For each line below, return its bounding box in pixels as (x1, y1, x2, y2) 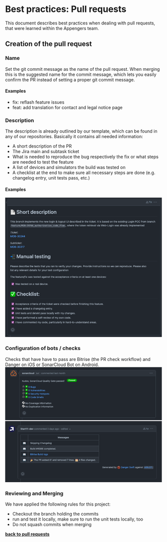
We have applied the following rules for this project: (5, 501, 111, 507)
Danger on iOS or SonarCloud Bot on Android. (5, 361, 99, 367)
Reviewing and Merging (5, 490, 64, 497)
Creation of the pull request (5, 40, 92, 48)
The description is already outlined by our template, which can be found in (5, 128, 158, 134)
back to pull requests (5, 531, 50, 537)
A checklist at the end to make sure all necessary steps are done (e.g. (12, 170, 156, 176)
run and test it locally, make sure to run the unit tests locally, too (12, 516, 143, 522)
